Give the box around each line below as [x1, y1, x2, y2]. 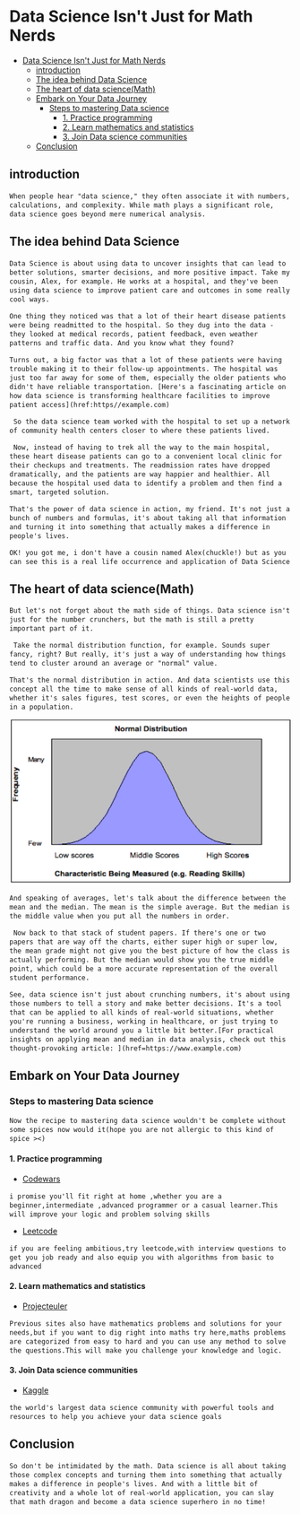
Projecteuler [21, 1301, 68, 1311]
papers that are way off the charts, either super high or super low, [9, 937, 279, 946]
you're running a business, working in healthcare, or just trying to [9, 1016, 279, 1026]
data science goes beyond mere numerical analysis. [9, 209, 206, 219]
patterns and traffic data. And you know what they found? [9, 338, 235, 347]
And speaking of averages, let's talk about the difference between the [9, 893, 287, 902]
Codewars [21, 1173, 61, 1184]
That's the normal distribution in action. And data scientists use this [9, 675, 291, 685]
